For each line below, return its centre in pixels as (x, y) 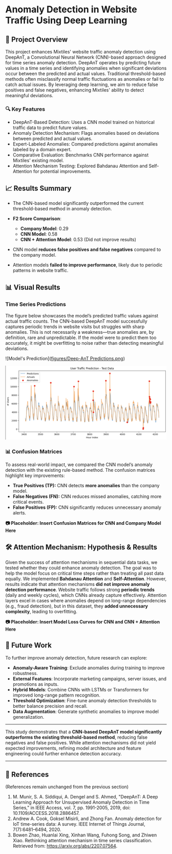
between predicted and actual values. (52, 139)
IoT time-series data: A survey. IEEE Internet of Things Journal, (79, 824)
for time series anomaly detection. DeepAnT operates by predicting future (83, 63)
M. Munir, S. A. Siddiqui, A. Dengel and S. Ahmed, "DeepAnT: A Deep (85, 797)
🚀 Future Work (29, 645)
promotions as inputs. (36, 684)
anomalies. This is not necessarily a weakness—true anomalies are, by (80, 332)
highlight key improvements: (35, 475)
